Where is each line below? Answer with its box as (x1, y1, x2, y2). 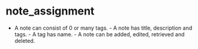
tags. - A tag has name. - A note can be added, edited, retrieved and (14, 30, 185, 38)
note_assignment (5, 4, 95, 18)
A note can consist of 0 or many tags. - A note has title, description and (14, 24, 193, 31)
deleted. (14, 37, 36, 44)
